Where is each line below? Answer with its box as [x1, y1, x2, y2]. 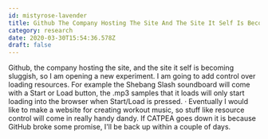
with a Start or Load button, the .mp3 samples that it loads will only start [8, 88, 245, 98]
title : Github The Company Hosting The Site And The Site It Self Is [8, 19, 245, 27]
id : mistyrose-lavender [8, 11, 88, 20]
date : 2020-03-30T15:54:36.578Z [8, 33, 116, 42]
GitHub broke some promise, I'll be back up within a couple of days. [8, 122, 231, 132]
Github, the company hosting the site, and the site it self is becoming [8, 63, 234, 72]
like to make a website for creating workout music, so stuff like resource [8, 105, 245, 115]
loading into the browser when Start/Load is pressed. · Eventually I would [8, 97, 249, 106]
